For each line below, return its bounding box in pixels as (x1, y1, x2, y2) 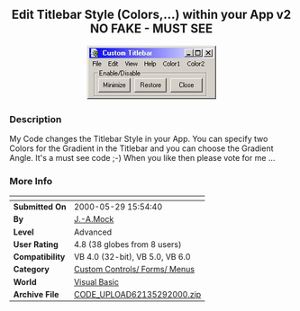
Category (13, 264, 50, 275)
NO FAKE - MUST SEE (89, 22, 214, 37)
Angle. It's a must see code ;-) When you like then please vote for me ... (9, 153, 276, 164)
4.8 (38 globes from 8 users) (73, 238, 182, 250)
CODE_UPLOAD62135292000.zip (73, 289, 202, 299)
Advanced (73, 227, 113, 237)
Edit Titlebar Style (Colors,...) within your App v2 (12, 7, 291, 22)
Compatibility (13, 252, 66, 262)
